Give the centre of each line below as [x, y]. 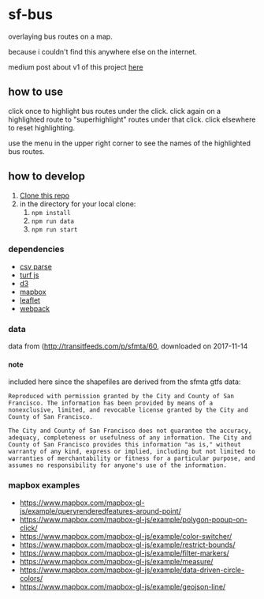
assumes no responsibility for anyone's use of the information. [117, 465]
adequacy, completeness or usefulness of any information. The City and [130, 438]
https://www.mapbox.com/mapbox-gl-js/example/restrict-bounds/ [127, 544]
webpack [34, 308]
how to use [36, 92]
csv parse [36, 266]
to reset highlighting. [42, 127]
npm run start [54, 230]
